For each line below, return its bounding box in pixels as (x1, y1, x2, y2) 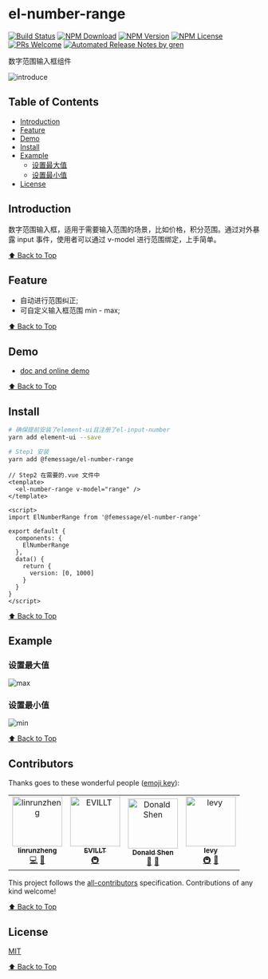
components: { (15, 534, 62, 542)
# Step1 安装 (8, 448, 49, 456)
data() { (15, 555, 45, 563)
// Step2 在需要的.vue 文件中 (8, 471, 100, 480)
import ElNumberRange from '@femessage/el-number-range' (8, 513, 202, 521)
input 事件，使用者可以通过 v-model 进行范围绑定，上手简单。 (17, 234, 221, 244)
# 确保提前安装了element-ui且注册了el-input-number (8, 426, 171, 434)
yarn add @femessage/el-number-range (8, 455, 134, 464)
